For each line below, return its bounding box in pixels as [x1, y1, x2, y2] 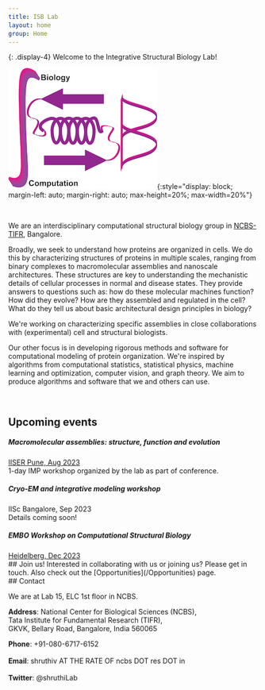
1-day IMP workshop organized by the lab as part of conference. [8, 465, 219, 476]
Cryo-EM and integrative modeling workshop [8, 484, 161, 494]
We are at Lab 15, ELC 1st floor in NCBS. [8, 592, 139, 601]
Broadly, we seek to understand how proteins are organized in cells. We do [8, 245, 253, 254]
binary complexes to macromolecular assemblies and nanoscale [8, 262, 218, 272]
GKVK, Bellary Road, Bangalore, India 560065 [8, 623, 158, 633]
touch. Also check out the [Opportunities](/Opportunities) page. [8, 568, 217, 577]
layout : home [8, 21, 52, 29]
